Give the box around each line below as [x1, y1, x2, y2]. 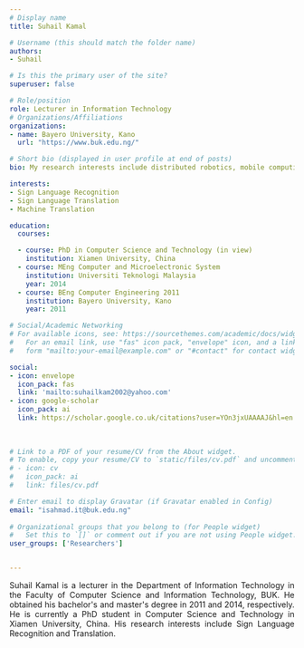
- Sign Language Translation [9, 196, 119, 205]
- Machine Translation [9, 205, 95, 214]
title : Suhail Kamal [9, 22, 88, 31]
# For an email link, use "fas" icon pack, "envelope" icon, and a [9, 338, 278, 347]
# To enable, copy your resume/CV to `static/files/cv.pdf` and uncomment [9, 455, 298, 465]
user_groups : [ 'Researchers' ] [9, 539, 124, 548]
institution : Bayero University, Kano [25, 296, 172, 305]
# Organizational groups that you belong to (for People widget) [9, 522, 261, 531]
